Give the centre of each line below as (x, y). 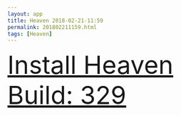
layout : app (25, 14)
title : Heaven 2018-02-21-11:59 (55, 21)
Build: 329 (67, 95)
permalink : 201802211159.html (52, 27)
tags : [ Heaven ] (30, 34)
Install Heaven (90, 65)
